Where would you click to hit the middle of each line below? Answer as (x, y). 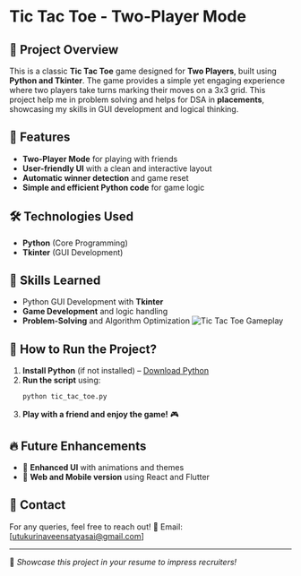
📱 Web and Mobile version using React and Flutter (116, 477)
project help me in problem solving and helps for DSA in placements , (137, 99)
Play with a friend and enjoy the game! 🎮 (100, 415)
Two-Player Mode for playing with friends (100, 159)
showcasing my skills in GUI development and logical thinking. (124, 109)
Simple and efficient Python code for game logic (113, 187)
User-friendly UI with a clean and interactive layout (117, 168)
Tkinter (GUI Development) (73, 252)
